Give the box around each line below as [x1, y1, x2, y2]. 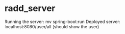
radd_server [4, 3, 55, 14]
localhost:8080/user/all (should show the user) [4, 23, 99, 29]
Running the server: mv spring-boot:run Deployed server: [4, 19, 121, 24]
